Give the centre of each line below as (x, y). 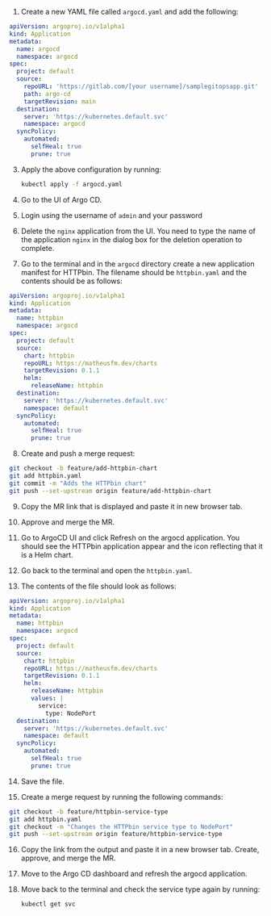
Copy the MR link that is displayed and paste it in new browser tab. (131, 506)
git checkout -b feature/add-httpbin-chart (83, 468)
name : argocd (38, 49)
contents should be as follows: (72, 281)
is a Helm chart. (47, 554)
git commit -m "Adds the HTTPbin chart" (78, 483)
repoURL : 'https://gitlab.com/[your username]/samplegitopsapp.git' (141, 86)
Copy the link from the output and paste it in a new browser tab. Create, (140, 850)
